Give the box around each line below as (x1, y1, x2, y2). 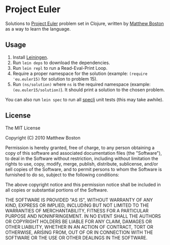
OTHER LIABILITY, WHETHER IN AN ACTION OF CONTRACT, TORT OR (5, 224, 153, 230)
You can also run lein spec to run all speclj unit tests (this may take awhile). (5, 96, 164, 102)
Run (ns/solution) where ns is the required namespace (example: (12, 81, 151, 87)
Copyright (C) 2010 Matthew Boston (5, 134, 81, 141)
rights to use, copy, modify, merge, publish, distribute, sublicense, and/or (5, 160, 158, 167)
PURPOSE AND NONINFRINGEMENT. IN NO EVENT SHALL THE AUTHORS (5, 213, 161, 219)
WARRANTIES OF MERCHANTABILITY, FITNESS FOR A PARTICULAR (5, 207, 149, 213)
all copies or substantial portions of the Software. (5, 187, 108, 193)
